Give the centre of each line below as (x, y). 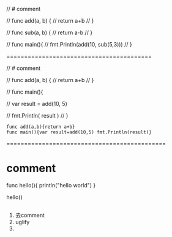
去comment (30, 215)
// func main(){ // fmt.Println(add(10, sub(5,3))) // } (69, 44)
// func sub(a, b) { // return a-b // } (50, 32)
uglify (22, 222)
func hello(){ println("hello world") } (51, 185)
